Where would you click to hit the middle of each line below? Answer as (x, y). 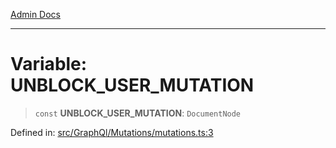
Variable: (49, 64)
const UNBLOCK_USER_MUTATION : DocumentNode (138, 113)
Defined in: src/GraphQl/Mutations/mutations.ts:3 (112, 132)
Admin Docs (35, 14)
